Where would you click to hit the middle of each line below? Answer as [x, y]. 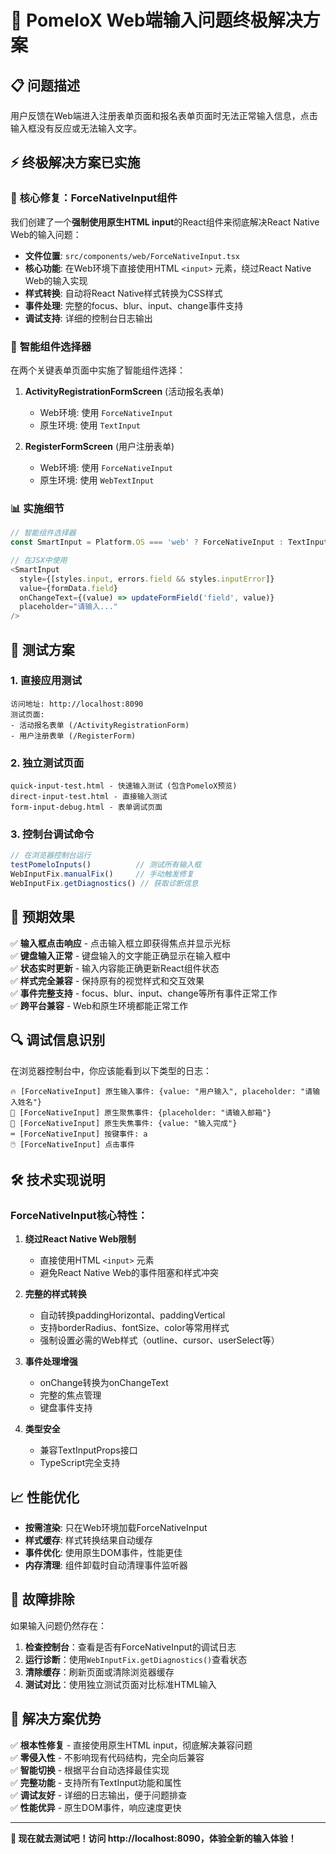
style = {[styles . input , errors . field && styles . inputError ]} [147, 579]
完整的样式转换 [55, 1294]
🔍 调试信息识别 [58, 1040]
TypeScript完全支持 [80, 1463]
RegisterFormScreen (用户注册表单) [99, 446]
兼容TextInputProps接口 [88, 1450]
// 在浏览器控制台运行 [51, 856]
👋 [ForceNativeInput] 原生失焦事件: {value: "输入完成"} [124, 1123]
